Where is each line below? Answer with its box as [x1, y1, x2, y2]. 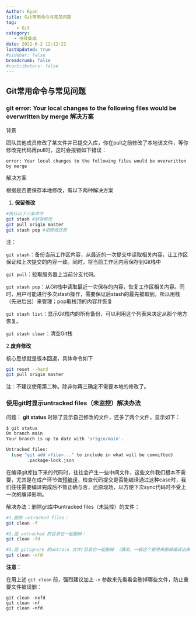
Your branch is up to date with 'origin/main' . [6, 436, 124, 442]
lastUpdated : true [6, 47, 51, 53]
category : [6, 30, 30, 36]
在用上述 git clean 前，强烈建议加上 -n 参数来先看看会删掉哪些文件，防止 [6, 576, 184, 583]
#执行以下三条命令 [6, 211, 44, 217]
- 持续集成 [13, 36, 37, 42]
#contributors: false [6, 63, 59, 69]
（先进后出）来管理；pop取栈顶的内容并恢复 [6, 298, 113, 305]
